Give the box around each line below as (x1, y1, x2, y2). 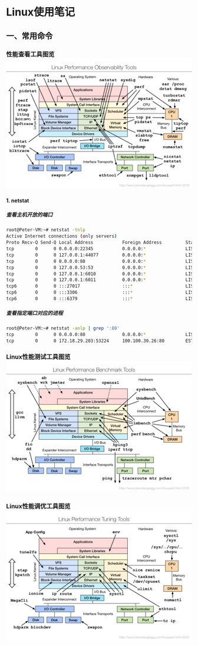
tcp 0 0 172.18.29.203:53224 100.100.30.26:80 (6, 338, 165, 344)
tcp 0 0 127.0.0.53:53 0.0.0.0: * (6, 265, 146, 270)
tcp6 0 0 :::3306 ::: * (6, 289, 133, 296)
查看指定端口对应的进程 (6, 309, 63, 317)
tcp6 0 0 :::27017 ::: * (6, 283, 133, 289)
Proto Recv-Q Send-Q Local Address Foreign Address (6, 240, 162, 246)
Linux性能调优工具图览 (6, 502, 71, 510)
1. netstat (6, 196, 29, 204)
